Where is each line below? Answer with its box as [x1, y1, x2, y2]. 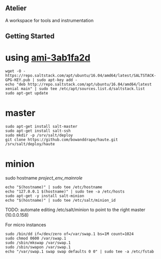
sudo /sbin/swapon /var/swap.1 [5, 245, 71, 250]
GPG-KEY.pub [5, 77, 30, 82]
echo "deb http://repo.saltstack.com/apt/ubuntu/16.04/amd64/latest [5, 82, 152, 87]
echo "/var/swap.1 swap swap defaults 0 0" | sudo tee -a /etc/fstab [5, 249, 154, 254]
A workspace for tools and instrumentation [5, 17, 94, 23]
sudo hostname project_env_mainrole [5, 175, 83, 181]
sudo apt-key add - [37, 77, 78, 82]
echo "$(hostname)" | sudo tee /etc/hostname [5, 185, 102, 190]
